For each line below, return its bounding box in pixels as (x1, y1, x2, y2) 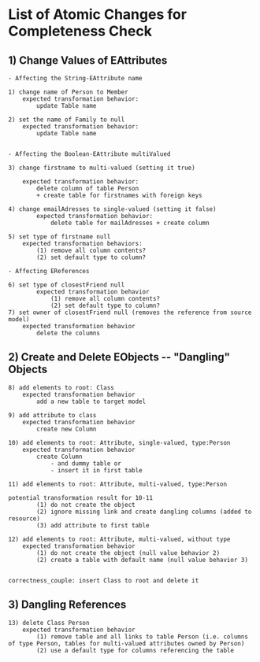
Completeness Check (8, 22, 152, 40)
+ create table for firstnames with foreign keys (36, 191, 202, 199)
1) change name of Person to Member (8, 88, 128, 96)
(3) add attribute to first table (36, 521, 150, 529)
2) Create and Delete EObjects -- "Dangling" (8, 350, 231, 364)
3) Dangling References (8, 598, 127, 612)
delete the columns (36, 329, 101, 337)
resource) (8, 514, 41, 523)
